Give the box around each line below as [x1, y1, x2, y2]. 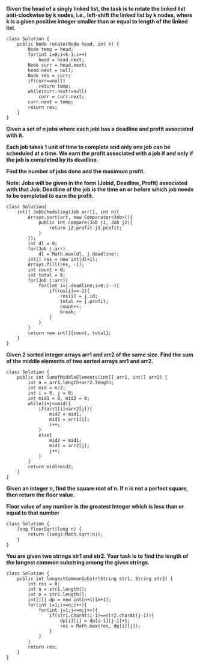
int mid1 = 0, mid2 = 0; [28, 396, 90, 402]
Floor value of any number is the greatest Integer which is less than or [6, 503, 184, 510]
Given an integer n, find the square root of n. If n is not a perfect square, [6, 485, 189, 492]
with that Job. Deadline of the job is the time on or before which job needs [6, 186, 194, 193]
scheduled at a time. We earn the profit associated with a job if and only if [6, 150, 193, 157]
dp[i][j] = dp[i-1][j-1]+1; [59, 618, 130, 624]
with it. [6, 132, 24, 139]
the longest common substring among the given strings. [6, 559, 150, 566]
